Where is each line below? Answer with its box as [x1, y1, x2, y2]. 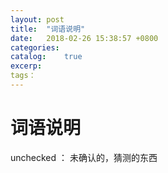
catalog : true [10, 52, 83, 62]
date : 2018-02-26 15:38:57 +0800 [10, 33, 159, 43]
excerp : [10, 61, 43, 71]
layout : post [10, 14, 65, 25]
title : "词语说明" [10, 24, 86, 34]
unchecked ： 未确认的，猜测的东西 [10, 151, 158, 163]
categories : [10, 42, 60, 53]
